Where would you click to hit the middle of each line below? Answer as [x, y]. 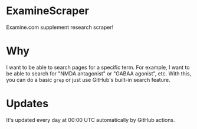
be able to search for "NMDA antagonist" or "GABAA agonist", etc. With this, [99, 73]
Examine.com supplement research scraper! [60, 27]
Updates [27, 104]
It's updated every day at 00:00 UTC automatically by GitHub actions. [91, 120]
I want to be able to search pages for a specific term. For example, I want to [98, 67]
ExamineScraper [48, 11]
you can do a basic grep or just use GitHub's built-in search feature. [88, 80]
